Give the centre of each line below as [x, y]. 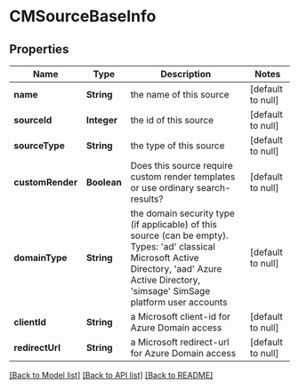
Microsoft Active [165, 258]
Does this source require [182, 166]
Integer [102, 120]
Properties [39, 49]
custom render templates [183, 177]
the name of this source [180, 95]
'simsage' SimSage [170, 291]
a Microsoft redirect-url [180, 342]
